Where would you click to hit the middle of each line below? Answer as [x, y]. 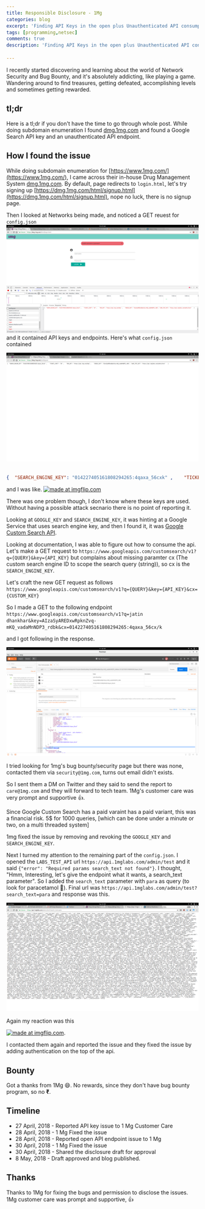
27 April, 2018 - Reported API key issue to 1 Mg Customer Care [94, 1126]
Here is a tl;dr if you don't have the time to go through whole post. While [97, 123]
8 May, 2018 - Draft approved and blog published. [78, 1158]
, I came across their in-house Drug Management [128, 177]
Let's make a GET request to [42, 551]
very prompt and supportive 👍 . [46, 797]
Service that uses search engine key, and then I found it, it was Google [95, 526]
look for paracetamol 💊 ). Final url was [53, 887]
